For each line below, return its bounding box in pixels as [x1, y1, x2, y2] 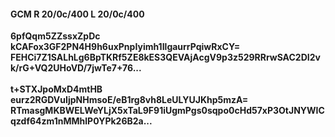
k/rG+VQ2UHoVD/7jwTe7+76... [10, 62, 142, 74]
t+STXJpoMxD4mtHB [10, 83, 103, 95]
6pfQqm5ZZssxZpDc [10, 30, 101, 42]
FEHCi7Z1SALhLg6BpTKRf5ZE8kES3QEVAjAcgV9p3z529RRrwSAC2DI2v [10, 51, 321, 64]
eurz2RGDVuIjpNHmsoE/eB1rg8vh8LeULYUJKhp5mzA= [10, 94, 249, 106]
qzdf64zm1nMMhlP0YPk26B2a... [10, 115, 153, 127]
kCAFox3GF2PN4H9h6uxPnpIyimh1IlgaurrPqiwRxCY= [10, 41, 241, 53]
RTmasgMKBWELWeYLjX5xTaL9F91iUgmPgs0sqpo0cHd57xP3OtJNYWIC [10, 105, 325, 117]
